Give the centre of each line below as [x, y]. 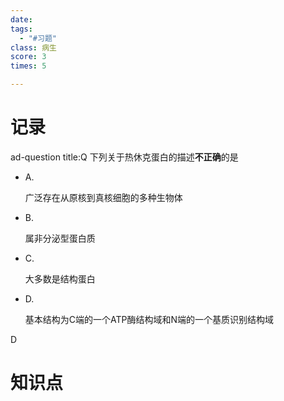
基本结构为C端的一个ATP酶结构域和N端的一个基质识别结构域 [149, 319]
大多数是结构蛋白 [60, 278]
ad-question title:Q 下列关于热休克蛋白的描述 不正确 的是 [124, 157]
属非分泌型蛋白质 [60, 238]
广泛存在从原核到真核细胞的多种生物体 [103, 197]
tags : [21, 29]
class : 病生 [33, 47]
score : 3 [28, 57]
